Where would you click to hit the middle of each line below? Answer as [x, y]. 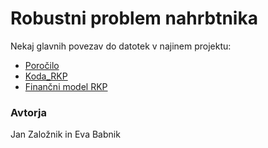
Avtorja [28, 112]
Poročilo [42, 65]
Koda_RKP [46, 76]
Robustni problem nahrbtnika [134, 18]
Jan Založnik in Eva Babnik [65, 134]
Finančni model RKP [66, 86]
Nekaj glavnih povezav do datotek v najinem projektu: [121, 46]
